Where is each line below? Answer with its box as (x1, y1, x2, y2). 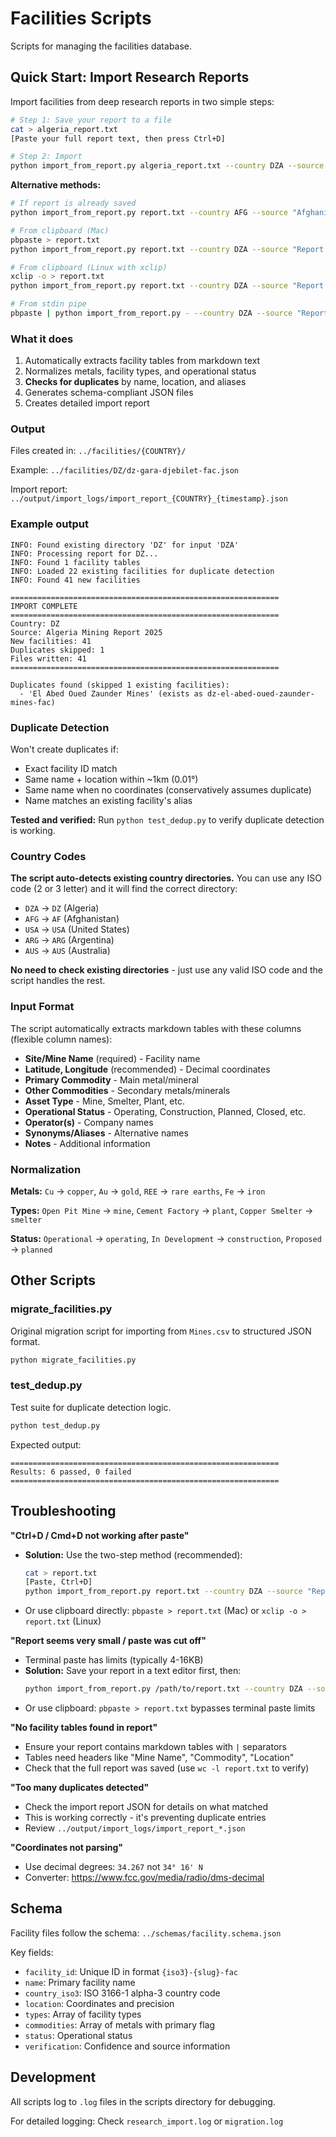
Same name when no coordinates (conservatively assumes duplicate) (24, 784, 312, 796)
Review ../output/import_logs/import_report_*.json (24, 1822, 246, 1834)
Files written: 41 (10, 653, 87, 664)
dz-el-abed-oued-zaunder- (206, 688, 315, 699)
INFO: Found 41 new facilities (10, 575, 141, 585)
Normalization (10, 1162, 82, 1176)
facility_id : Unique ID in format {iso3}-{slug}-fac (24, 1965, 238, 1977)
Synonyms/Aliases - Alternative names (24, 1127, 189, 1139)
